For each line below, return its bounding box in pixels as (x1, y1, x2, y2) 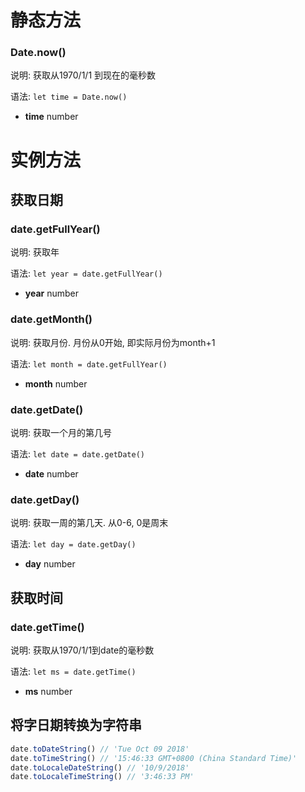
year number (24, 287, 80, 300)
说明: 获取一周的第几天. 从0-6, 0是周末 (10, 517, 169, 529)
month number (24, 377, 88, 390)
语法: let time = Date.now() (10, 91, 128, 103)
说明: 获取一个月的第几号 (10, 426, 112, 438)
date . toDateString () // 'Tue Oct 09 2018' (10, 744, 190, 754)
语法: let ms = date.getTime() (10, 665, 137, 677)
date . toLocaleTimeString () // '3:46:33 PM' (10, 772, 195, 782)
